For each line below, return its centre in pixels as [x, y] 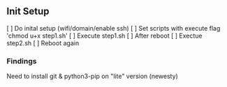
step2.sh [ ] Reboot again [43, 43]
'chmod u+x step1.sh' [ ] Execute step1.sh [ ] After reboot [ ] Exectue [104, 35]
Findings [22, 61]
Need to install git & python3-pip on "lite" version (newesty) [93, 77]
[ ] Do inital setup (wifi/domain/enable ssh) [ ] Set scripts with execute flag [113, 28]
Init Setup [28, 11]
